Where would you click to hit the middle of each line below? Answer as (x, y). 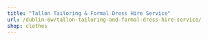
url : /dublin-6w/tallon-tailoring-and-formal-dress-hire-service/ (104, 20)
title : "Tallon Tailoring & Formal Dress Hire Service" (89, 13)
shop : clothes (28, 26)
